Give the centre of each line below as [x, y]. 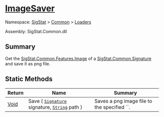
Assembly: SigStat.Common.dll [36, 31]
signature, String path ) [55, 107]
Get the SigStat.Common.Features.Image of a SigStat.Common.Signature [78, 58]
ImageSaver [30, 9]
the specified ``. [112, 107]
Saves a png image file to [123, 101]
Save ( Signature [48, 101]
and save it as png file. [28, 63]
